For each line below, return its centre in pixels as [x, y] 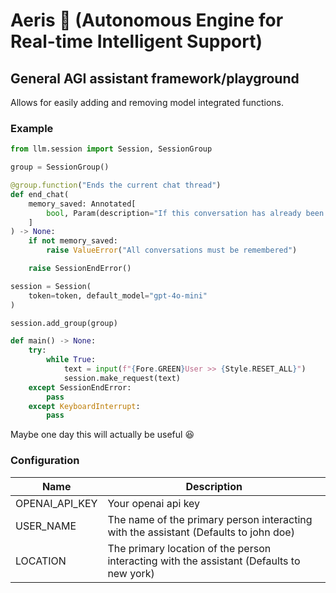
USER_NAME [46, 526]
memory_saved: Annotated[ [82, 204]
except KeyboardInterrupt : [84, 406]
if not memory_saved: [73, 241]
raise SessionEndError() [80, 269]
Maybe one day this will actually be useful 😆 [102, 435]
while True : [71, 360]
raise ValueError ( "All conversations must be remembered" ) [172, 250]
